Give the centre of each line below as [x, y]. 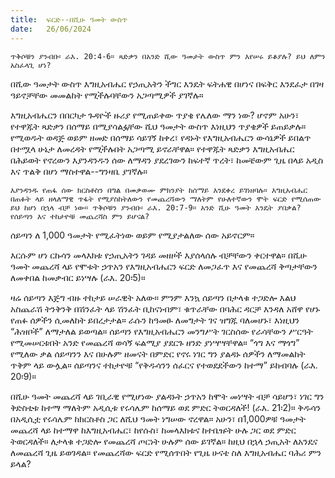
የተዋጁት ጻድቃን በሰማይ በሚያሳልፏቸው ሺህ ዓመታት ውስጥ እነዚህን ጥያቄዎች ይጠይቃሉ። [158, 126]
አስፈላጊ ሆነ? [31, 65]
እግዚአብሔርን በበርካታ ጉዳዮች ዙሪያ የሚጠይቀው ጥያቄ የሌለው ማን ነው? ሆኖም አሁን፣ [155, 115]
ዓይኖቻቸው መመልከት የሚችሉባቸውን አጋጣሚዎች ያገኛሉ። [107, 95]
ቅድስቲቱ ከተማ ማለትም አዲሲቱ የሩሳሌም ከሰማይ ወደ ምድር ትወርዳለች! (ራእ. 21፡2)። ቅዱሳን [165, 407]
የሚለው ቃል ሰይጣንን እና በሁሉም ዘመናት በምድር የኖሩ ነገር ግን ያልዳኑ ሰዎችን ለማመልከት [158, 353]
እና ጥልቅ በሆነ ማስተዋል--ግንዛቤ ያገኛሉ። [79, 171]
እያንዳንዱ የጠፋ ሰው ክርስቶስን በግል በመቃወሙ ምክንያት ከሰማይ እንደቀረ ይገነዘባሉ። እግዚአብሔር [159, 190]
